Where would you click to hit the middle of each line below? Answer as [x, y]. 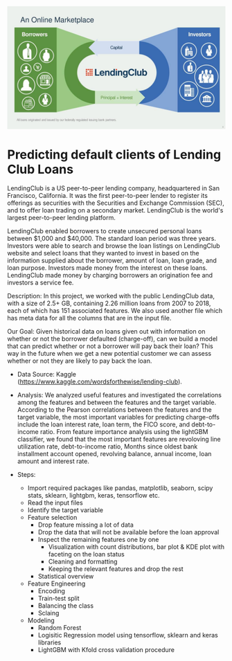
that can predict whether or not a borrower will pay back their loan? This [110, 346]
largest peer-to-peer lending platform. [61, 218]
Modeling [41, 621]
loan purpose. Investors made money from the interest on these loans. [107, 268]
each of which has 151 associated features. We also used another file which [115, 311]
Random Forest [60, 628]
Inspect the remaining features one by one [98, 540]
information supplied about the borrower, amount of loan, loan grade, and [112, 261]
